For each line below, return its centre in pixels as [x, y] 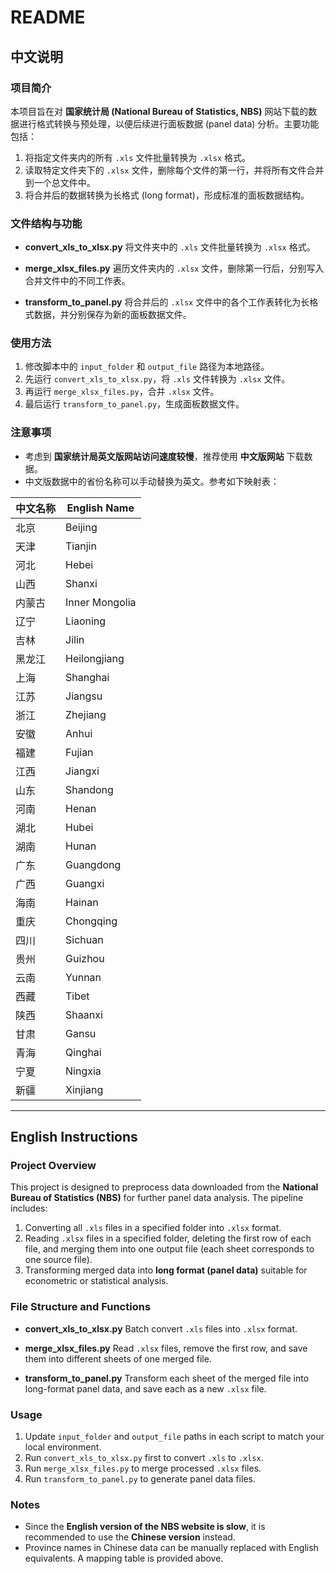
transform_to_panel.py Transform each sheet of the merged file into [167, 1378]
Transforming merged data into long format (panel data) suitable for [166, 1270]
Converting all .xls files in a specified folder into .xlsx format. [153, 1228]
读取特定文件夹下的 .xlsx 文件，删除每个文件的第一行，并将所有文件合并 [174, 170]
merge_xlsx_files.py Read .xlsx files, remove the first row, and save [166, 1348]
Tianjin [81, 546]
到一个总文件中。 [60, 182]
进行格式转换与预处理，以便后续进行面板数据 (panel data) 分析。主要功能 [169, 123]
